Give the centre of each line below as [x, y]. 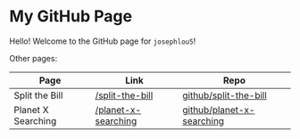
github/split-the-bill [225, 95]
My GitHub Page [71, 16]
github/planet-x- [219, 110]
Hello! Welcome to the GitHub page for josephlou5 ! [103, 41]
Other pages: [33, 58]
